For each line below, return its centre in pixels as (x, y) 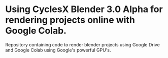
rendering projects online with (70, 20)
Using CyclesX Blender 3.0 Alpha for (84, 9)
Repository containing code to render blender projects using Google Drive (82, 44)
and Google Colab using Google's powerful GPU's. (58, 50)
